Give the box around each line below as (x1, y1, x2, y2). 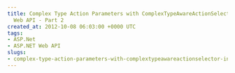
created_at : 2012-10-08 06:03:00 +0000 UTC (7, 23, 136, 30)
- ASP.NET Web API (7, 42, 61, 49)
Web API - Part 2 (13, 17, 64, 24)
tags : (7, 29, 23, 37)
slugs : (7, 49, 27, 56)
